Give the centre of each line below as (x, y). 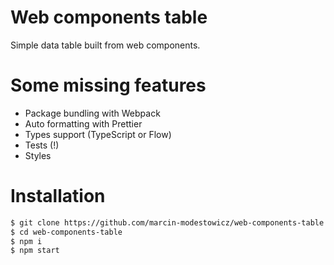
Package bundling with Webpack (92, 113)
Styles (38, 155)
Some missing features (108, 85)
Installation (58, 196)
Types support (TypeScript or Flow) (98, 134)
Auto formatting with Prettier (83, 123)
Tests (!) (42, 145)
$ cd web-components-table (66, 232)
